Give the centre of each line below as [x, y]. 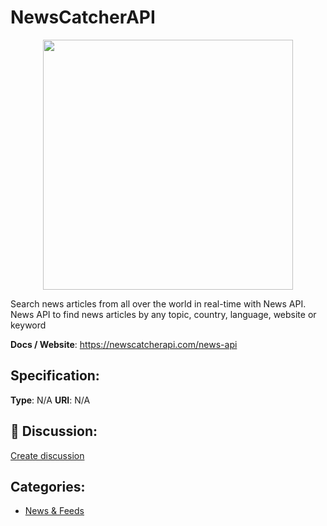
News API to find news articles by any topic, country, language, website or [163, 314]
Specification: [55, 376]
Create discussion [47, 455]
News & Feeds [54, 511]
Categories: [48, 486]
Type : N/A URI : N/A [50, 400]
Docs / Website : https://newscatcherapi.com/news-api [124, 344]
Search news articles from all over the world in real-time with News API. [158, 303]
